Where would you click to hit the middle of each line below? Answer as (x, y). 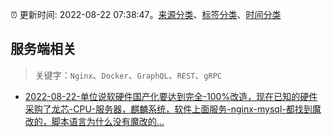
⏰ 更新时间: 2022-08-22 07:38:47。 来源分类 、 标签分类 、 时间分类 (146, 14)
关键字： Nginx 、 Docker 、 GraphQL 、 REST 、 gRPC (128, 75)
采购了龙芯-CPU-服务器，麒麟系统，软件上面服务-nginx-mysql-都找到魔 (173, 109)
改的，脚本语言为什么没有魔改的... (94, 121)
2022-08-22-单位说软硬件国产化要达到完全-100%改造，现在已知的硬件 (171, 96)
